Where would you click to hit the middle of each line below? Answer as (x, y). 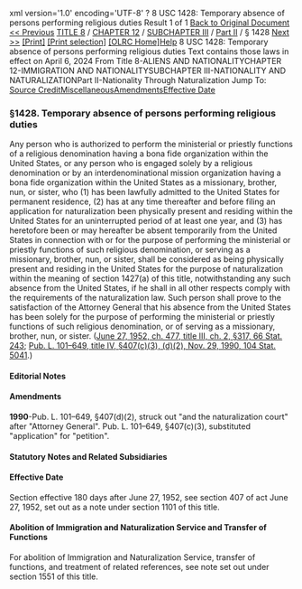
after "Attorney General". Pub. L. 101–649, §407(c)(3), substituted (130, 426)
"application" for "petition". (59, 436)
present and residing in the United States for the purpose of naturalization (146, 269)
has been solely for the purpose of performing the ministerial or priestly (142, 317)
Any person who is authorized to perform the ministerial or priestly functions (151, 145)
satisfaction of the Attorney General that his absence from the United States (150, 307)
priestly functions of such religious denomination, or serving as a (130, 250)
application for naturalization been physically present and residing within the (151, 211)
